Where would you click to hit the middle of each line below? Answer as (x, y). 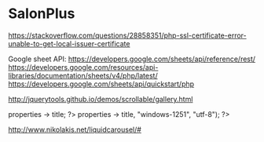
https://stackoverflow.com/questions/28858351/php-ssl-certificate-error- (127, 35)
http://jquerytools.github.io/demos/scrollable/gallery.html (101, 99)
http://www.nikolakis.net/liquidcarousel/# (75, 129)
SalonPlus (42, 14)
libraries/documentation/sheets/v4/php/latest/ (83, 75)
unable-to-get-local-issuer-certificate (69, 43)
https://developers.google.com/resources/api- (83, 67)
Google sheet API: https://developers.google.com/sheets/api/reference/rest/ (132, 59)
